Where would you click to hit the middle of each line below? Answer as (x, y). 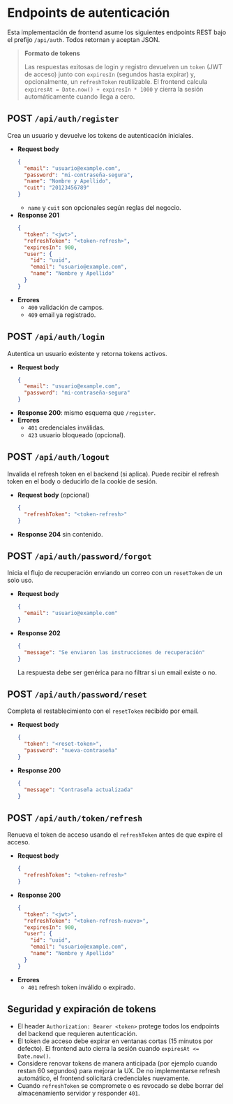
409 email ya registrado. (62, 314)
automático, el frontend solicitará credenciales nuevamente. (104, 1078)
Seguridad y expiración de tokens (82, 1009)
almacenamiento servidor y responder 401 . (78, 1093)
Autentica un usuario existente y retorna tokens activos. (87, 353)
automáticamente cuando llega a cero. (80, 97)
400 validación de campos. (66, 307)
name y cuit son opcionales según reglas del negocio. (104, 207)
